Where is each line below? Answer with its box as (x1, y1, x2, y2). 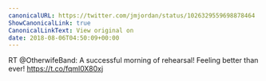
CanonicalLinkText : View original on (8, 26, 134, 34)
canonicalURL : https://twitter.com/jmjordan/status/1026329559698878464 (8, 11, 256, 20)
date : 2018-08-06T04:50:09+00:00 (8, 33, 120, 42)
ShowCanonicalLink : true (8, 19, 91, 27)
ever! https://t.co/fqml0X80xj (8, 64, 104, 74)
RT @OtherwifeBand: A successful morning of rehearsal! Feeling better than (8, 56, 259, 65)
